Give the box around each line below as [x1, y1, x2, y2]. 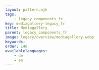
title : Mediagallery [5, 26, 48, 31]
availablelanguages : [5, 48, 48, 53]
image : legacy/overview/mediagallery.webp [5, 35, 94, 40]
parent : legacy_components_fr [5, 30, 68, 35]
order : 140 [5, 44, 28, 49]
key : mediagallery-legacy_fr [5, 21, 65, 26]
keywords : [5, 39, 26, 44]
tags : [5, 12, 16, 17]
